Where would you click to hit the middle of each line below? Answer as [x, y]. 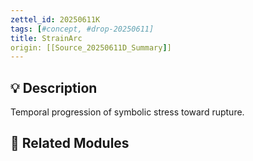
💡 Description [54, 87]
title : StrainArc [46, 38]
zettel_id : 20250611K [55, 19]
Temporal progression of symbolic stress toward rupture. [127, 112]
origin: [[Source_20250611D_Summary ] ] [91, 47]
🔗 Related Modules [70, 143]
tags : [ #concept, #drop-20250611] [82, 29]
